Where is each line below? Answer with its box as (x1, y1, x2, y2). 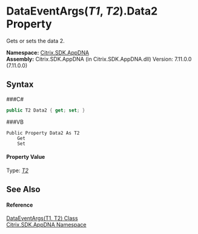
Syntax (6, 79, 34, 90)
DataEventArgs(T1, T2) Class (6, 215, 78, 222)
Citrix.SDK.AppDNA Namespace (6, 221, 87, 229)
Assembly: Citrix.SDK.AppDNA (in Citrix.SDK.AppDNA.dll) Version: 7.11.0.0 (6, 55, 192, 62)
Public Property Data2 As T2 (6, 130, 80, 136)
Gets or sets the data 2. (6, 37, 65, 44)
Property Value (6, 153, 45, 161)
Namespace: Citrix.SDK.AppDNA (6, 48, 90, 56)
